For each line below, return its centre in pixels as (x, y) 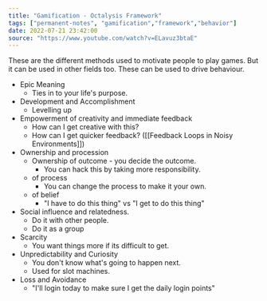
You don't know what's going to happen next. (106, 263)
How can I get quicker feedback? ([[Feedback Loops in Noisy (132, 136)
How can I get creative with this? (85, 127)
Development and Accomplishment (77, 101)
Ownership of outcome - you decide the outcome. (114, 161)
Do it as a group (58, 229)
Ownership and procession (64, 152)
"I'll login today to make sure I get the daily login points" (123, 288)
